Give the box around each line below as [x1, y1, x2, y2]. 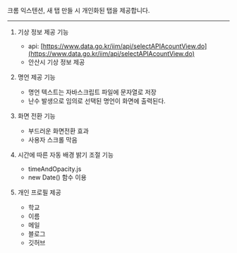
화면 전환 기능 [17, 112, 56, 120]
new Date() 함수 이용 [28, 173, 87, 182]
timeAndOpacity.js [28, 165, 82, 173]
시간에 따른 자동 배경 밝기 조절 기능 [17, 151, 114, 159]
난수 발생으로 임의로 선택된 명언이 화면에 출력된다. [28, 97, 166, 105]
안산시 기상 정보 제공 [28, 58, 85, 66]
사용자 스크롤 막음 [28, 136, 78, 143]
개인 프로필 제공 [17, 188, 61, 196]
